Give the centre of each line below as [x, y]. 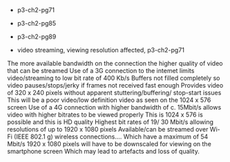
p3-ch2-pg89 [37, 37]
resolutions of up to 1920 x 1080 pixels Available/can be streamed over [108, 129]
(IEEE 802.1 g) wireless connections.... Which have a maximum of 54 [111, 136]
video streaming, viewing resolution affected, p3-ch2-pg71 [101, 50]
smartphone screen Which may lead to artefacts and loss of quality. [104, 151]
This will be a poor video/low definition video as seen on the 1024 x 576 [109, 100]
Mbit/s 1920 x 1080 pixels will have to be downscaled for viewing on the [109, 144]
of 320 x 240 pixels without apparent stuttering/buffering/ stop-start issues [114, 93]
